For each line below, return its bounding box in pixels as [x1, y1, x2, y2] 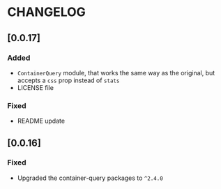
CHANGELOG [7, 4, 86, 20]
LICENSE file [17, 83, 54, 91]
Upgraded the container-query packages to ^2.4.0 [17, 174, 164, 182]
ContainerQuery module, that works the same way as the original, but [17, 68, 215, 77]
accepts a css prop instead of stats [17, 76, 120, 84]
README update [17, 116, 65, 126]
